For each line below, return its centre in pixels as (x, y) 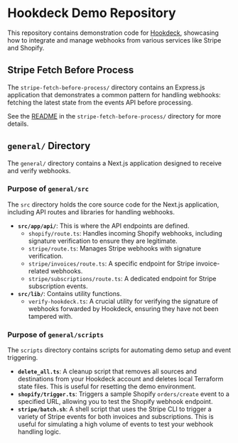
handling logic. (39, 432)
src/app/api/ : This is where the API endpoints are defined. (103, 226)
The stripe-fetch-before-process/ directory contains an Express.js (106, 87)
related (39, 270)
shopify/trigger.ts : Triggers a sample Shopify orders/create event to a (123, 394)
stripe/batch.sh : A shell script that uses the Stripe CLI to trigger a (114, 409)
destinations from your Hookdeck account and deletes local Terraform (120, 379)
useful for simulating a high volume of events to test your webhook (115, 425)
